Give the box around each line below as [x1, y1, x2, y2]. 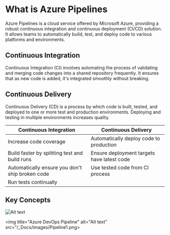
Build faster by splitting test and [8, 149, 83, 156]
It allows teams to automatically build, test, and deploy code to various [5, 31, 152, 37]
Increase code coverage [8, 138, 66, 145]
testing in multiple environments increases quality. [5, 114, 110, 120]
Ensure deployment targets [91, 149, 155, 156]
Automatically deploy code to [91, 135, 160, 142]
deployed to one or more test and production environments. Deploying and [5, 109, 161, 115]
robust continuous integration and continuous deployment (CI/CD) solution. [5, 25, 162, 31]
